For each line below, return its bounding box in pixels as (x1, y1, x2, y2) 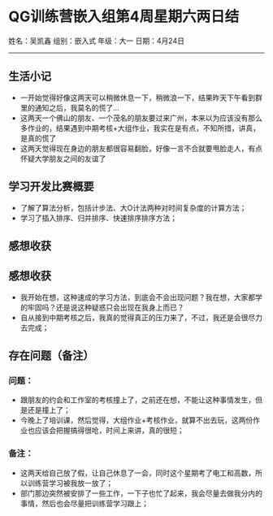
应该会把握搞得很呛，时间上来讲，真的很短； (34, 426, 184, 436)
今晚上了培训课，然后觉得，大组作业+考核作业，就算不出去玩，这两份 (19, 415, 253, 425)
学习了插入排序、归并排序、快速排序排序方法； (19, 213, 177, 223)
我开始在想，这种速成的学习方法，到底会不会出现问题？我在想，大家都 (19, 292, 256, 301)
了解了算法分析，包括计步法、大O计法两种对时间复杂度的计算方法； (19, 202, 247, 212)
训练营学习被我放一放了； (27, 478, 114, 488)
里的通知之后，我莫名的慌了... (19, 102, 119, 112)
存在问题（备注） (8, 349, 94, 362)
